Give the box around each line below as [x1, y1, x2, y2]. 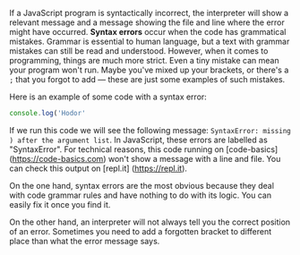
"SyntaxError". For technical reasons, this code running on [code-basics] [9, 143, 279, 155]
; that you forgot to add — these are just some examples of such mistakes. [9, 74, 286, 84]
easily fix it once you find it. [9, 199, 111, 209]
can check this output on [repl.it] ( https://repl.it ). [9, 163, 188, 174]
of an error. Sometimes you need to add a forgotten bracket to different [9, 225, 272, 236]
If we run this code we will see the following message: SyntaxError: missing [9, 124, 291, 135]
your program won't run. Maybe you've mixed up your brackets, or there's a [9, 64, 289, 75]
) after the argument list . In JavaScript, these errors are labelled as [9, 134, 269, 145]
